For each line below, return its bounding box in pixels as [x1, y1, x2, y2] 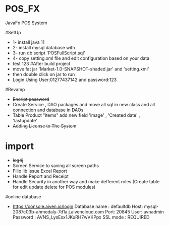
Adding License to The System [12, 123, 77, 129]
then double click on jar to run [12, 71, 75, 77]
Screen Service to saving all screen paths [12, 162, 99, 169]
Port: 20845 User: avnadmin [105, 208, 164, 214]
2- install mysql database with [12, 44, 75, 50]
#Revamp [5, 86, 25, 92]
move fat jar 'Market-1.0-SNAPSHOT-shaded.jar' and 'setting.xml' [12, 66, 149, 72]
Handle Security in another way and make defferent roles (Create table [12, 178, 160, 184]
